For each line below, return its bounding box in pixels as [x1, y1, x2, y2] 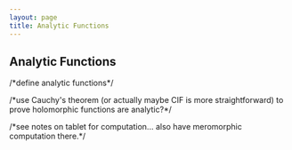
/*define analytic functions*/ [9, 77, 114, 89]
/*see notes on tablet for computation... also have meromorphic [9, 122, 242, 132]
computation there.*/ [9, 130, 86, 142]
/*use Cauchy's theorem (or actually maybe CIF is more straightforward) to [9, 95, 284, 106]
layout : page [9, 12, 58, 22]
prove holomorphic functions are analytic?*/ [9, 104, 172, 115]
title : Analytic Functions [9, 21, 109, 30]
